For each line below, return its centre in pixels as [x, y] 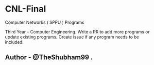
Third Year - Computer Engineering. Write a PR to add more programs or [77, 32]
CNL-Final [26, 9]
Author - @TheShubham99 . [49, 57]
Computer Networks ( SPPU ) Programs [45, 22]
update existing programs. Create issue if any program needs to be [72, 37]
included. [14, 42]
